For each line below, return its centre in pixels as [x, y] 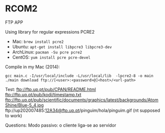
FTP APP [14, 22]
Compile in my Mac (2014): [33, 67]
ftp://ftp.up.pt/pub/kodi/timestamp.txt [43, 94]
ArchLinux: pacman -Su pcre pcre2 [47, 52]
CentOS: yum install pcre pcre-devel [51, 57]
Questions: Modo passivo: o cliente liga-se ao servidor [61, 125]
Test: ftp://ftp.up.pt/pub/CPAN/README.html [51, 89]
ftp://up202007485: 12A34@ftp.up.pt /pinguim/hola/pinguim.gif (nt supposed [83, 110]
